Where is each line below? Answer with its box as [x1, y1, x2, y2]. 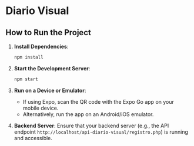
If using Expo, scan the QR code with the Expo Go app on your [22, 98, 175, 105]
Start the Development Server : [14, 64, 91, 72]
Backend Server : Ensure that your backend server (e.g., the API [14, 122, 169, 129]
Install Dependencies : [14, 43, 69, 50]
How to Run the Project [5, 28, 92, 38]
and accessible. [14, 134, 52, 141]
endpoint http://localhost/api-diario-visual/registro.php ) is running [14, 128, 189, 135]
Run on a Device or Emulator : [14, 87, 86, 94]
